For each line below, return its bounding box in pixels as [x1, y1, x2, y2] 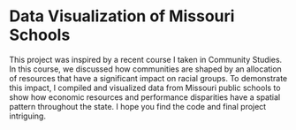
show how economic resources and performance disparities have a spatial [9, 91, 281, 103]
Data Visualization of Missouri [9, 6, 235, 27]
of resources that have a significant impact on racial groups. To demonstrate [9, 73, 288, 83]
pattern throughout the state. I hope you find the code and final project [9, 101, 267, 111]
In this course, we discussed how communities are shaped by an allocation [9, 64, 283, 74]
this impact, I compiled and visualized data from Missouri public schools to [9, 82, 281, 93]
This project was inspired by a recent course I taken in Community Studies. [9, 54, 283, 65]
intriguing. [9, 111, 47, 121]
